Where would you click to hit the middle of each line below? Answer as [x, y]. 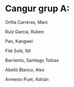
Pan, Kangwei [19, 41]
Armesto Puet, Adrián [27, 79]
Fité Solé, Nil [18, 51]
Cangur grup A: [37, 9]
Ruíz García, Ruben [25, 31]
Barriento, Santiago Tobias [32, 60]
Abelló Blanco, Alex [25, 70]
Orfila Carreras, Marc [27, 22]
